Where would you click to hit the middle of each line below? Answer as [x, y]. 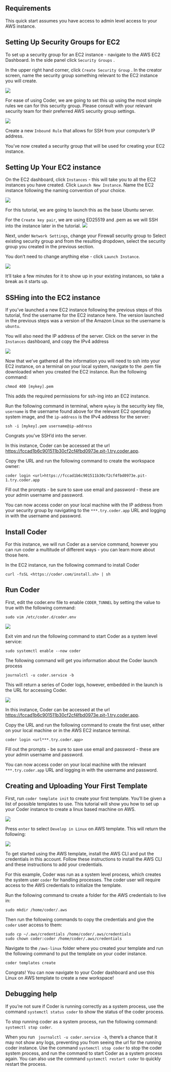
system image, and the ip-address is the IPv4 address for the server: [78, 417]
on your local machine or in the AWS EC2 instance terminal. [68, 730]
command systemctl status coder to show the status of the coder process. [85, 1012]
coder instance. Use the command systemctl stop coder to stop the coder [84, 1047]
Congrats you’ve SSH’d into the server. [46, 436]
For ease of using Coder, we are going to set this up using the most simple [83, 100]
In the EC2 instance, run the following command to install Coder [72, 565]
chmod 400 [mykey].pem [29, 387]
